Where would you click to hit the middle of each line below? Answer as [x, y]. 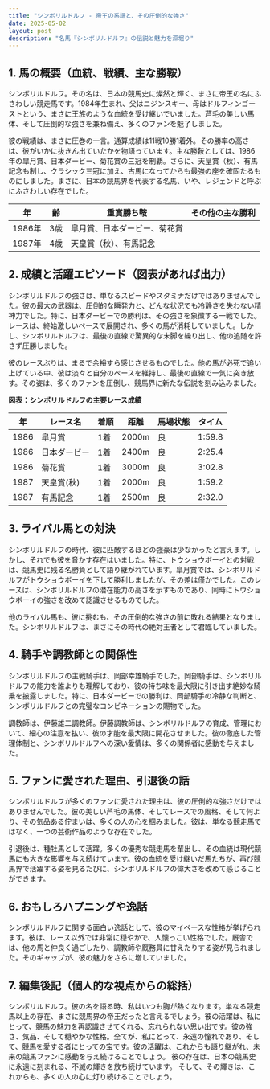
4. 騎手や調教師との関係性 [73, 655]
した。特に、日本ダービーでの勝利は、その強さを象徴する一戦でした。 [145, 315]
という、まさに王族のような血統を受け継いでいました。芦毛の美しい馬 [138, 114]
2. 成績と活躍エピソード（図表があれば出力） [120, 274]
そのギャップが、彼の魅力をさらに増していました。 [106, 958]
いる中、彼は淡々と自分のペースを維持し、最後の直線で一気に [131, 373]
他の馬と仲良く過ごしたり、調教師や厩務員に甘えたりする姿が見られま [138, 948]
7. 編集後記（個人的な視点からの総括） [103, 985]
